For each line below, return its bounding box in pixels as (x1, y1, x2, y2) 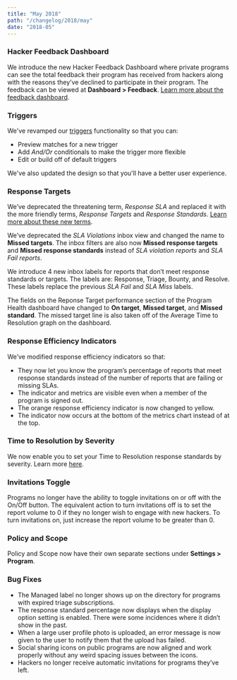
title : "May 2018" (7, 10, 61, 18)
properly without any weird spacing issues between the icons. (17, 650, 198, 659)
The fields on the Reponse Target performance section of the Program (7, 296, 212, 304)
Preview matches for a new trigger (17, 140, 119, 148)
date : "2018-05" (7, 23, 55, 30)
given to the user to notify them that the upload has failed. (17, 636, 187, 644)
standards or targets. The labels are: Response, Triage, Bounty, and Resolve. (7, 275, 230, 283)
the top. (17, 418, 41, 427)
